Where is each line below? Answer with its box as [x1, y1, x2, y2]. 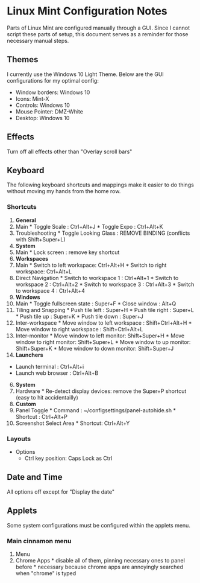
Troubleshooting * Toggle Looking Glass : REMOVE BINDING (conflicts [15, 229, 190, 237]
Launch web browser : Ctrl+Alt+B [15, 369, 99, 377]
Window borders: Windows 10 [15, 89, 90, 96]
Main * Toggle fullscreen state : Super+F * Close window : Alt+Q [15, 300, 177, 307]
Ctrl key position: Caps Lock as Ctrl [24, 454, 113, 462]
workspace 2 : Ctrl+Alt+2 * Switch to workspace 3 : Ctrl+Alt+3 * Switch [15, 281, 195, 288]
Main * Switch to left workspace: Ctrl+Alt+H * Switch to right [15, 261, 167, 269]
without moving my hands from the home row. [7, 188, 121, 195]
